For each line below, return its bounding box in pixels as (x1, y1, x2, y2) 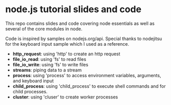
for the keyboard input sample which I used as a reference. (5, 41, 129, 47)
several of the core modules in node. (5, 25, 83, 31)
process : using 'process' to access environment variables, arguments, (12, 72, 161, 78)
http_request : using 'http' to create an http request (12, 51, 120, 57)
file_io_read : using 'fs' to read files (12, 56, 87, 62)
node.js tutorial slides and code (5, 4, 142, 15)
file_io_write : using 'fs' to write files (12, 61, 88, 67)
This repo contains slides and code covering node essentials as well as (5, 20, 155, 26)
